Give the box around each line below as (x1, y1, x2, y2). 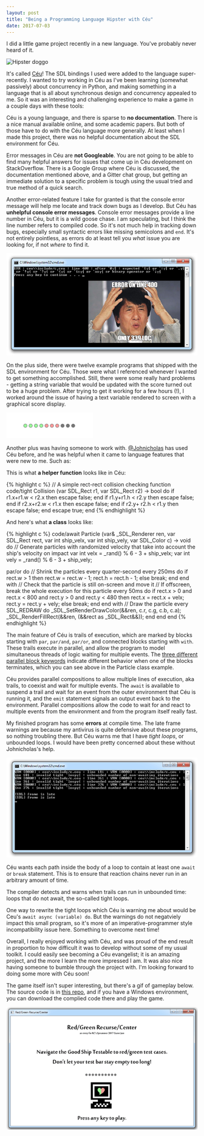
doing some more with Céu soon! (6, 970, 89, 977)
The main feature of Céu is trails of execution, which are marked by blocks (6, 631, 192, 639)
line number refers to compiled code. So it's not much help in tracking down (6, 222, 196, 229)
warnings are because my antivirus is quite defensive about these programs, (6, 726, 198, 733)
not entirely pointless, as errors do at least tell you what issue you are (6, 235, 180, 242)
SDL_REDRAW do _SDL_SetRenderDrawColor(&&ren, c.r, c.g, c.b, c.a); (6, 606, 182, 614)
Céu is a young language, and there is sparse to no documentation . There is (6, 114, 198, 122)
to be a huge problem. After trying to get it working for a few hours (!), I (6, 387, 184, 395)
